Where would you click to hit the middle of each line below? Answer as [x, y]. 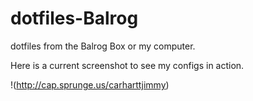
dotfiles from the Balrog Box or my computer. [103, 46]
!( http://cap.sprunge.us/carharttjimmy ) [90, 84]
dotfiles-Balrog [74, 18]
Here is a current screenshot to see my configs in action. [127, 65]
